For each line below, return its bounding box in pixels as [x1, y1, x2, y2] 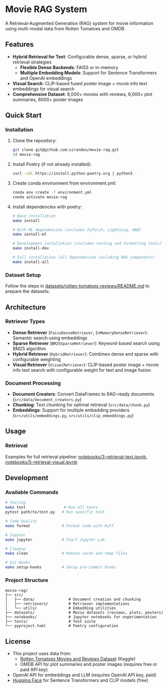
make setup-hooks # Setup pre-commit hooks [5, 565, 116, 570]
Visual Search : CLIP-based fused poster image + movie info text [12, 80, 147, 86]
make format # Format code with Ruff [5, 523, 114, 528]
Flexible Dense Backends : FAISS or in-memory [20, 64, 119, 70]
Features [5, 40, 34, 49]
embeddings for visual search [12, 86, 75, 92]
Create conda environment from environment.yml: [12, 180, 117, 186]
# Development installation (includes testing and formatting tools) [12, 241, 162, 246]
